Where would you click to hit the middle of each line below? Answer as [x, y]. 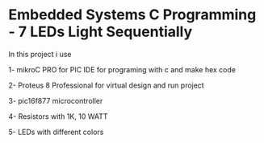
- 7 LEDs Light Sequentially [101, 32]
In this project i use [40, 54]
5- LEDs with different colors [56, 132]
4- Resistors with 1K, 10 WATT [58, 116]
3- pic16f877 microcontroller [56, 100]
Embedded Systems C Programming [132, 15]
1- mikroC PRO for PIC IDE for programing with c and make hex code [122, 69]
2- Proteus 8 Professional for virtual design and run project [106, 85]
